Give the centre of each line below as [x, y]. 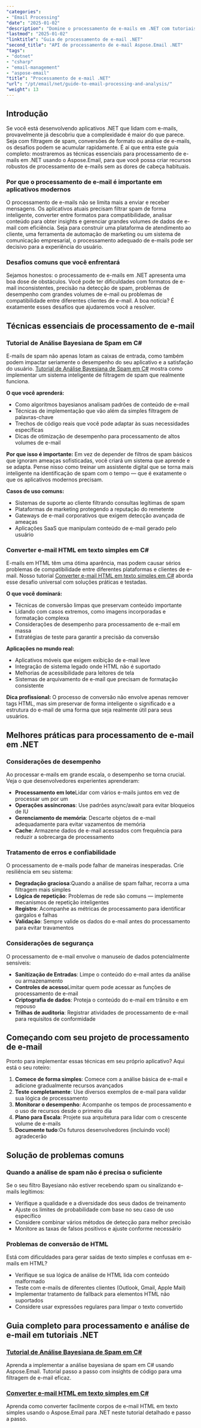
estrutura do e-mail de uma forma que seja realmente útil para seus [89, 710]
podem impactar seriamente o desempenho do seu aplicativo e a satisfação [100, 362]
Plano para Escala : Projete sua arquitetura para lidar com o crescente [101, 1117]
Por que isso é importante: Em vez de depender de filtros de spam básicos [99, 454]
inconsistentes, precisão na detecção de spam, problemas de [93, 288]
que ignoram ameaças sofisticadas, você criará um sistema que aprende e [98, 460]
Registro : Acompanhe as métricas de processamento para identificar [100, 909]
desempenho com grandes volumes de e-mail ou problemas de [84, 294]
